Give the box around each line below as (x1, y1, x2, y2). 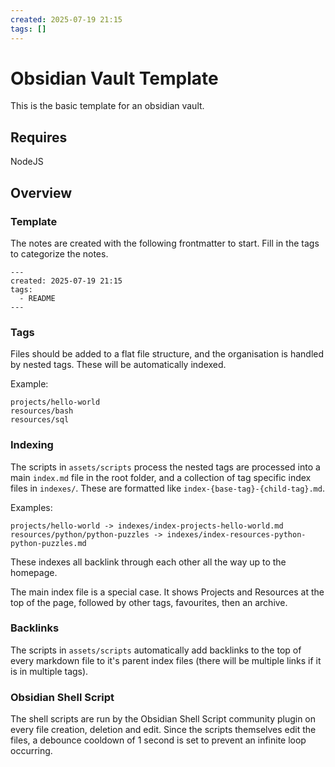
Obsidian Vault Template (10, 67, 219, 90)
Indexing (10, 438, 54, 452)
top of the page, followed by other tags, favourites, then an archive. (10, 596, 288, 608)
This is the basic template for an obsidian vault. (10, 100, 205, 112)
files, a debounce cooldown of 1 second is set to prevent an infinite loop (10, 734, 307, 746)
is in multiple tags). (10, 665, 89, 677)
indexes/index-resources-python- (166, 529, 307, 540)
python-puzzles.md (10, 538, 87, 548)
